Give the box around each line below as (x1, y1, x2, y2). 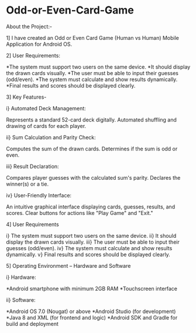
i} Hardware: (6, 274, 36, 281)
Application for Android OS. (6, 41, 73, 48)
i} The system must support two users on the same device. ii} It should (6, 232, 177, 239)
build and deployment (6, 320, 59, 327)
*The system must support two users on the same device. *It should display (6, 63, 191, 70)
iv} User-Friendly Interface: (6, 191, 72, 199)
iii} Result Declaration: (6, 163, 60, 170)
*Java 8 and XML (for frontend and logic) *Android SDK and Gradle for (6, 314, 178, 321)
